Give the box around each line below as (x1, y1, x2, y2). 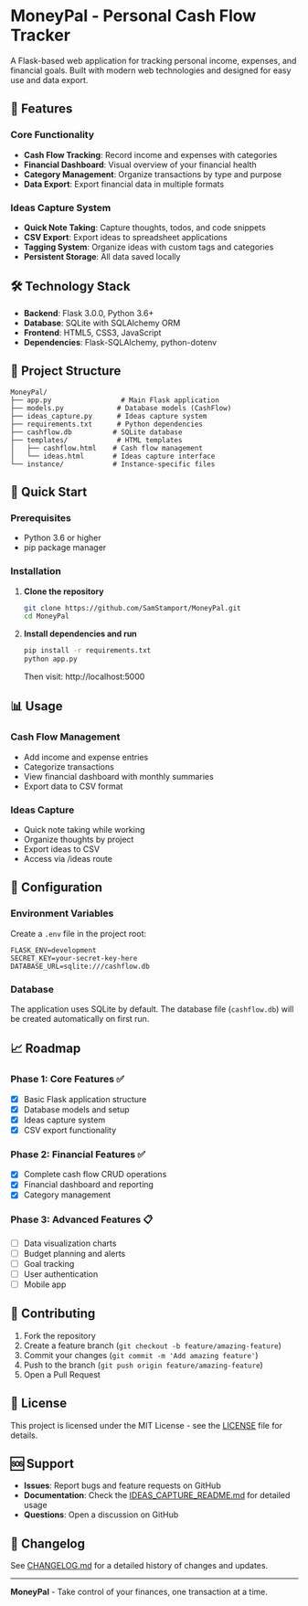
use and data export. (10, 74, 89, 85)
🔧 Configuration (10, 879, 103, 896)
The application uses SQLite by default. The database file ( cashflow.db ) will (10, 1004, 294, 1015)
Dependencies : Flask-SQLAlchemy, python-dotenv (23, 336, 218, 347)
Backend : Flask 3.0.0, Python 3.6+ (23, 307, 154, 318)
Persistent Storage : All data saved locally (23, 250, 181, 261)
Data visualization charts (23, 1238, 117, 1249)
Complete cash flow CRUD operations (23, 1169, 167, 1180)
